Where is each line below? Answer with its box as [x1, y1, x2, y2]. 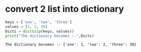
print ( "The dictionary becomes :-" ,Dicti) [5, 33, 94, 38]
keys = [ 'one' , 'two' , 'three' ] [5, 20, 72, 25]
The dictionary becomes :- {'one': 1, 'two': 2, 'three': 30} [5, 42, 137, 47]
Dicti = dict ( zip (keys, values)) [5, 28, 74, 34]
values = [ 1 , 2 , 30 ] [5, 24, 48, 29]
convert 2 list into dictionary [5, 3, 124, 15]
